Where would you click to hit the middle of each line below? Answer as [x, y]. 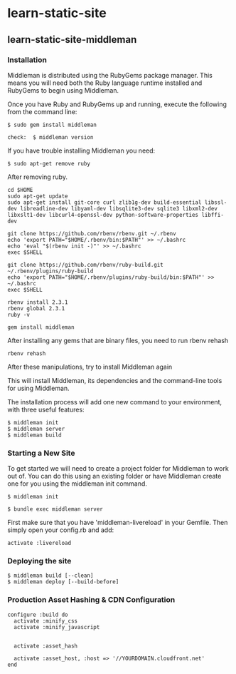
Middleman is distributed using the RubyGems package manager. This [110, 75]
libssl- [216, 202]
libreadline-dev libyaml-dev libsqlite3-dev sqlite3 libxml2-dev [119, 208]
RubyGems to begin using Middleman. [63, 90]
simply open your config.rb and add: [61, 530]
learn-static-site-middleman [72, 40]
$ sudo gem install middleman [52, 125]
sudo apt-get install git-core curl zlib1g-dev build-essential [104, 202]
